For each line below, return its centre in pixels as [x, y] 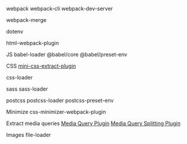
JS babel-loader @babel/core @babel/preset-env [67, 55]
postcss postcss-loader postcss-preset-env [60, 100]
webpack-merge [26, 20]
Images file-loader [29, 135]
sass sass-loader [27, 89]
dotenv [15, 31]
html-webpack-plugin [33, 43]
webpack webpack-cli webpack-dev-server [60, 9]
